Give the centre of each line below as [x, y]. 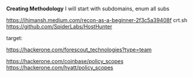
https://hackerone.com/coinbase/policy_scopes [65, 61]
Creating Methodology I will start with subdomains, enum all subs [88, 9]
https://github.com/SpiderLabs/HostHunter [59, 27]
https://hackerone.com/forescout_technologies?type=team [79, 50]
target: [14, 38]
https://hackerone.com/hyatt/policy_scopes [60, 67]
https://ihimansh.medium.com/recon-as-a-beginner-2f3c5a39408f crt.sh [97, 20]
